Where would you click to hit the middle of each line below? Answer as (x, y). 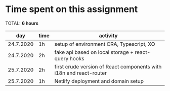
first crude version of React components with (108, 66)
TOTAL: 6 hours (22, 23)
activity (108, 35)
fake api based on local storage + (94, 52)
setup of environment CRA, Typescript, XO (105, 44)
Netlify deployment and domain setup (99, 81)
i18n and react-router (81, 73)
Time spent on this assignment (72, 9)
